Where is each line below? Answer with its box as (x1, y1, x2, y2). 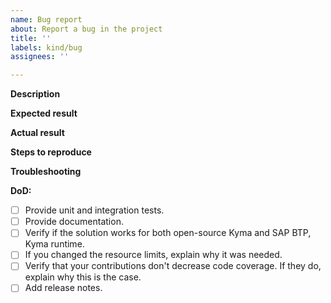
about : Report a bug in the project (10, 24, 163, 34)
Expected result (10, 107, 78, 120)
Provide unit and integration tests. (24, 204, 165, 216)
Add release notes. (24, 282, 103, 294)
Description (10, 88, 61, 100)
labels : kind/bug (10, 42, 83, 53)
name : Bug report (10, 14, 83, 25)
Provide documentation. (24, 216, 124, 228)
